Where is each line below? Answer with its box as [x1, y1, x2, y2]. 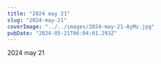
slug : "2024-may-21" [7, 17, 68, 24]
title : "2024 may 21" [7, 10, 71, 17]
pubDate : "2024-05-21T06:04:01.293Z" [7, 29, 118, 37]
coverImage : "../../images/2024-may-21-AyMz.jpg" [7, 23, 155, 30]
